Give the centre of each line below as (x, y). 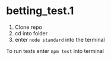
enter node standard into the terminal (60, 39)
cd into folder (31, 33)
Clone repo (28, 27)
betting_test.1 (40, 11)
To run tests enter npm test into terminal (55, 51)
